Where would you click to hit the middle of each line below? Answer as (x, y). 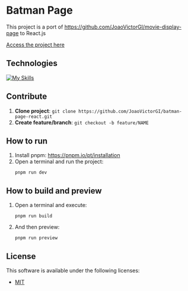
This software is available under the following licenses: (73, 270)
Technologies (32, 63)
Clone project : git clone (45, 111)
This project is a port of (35, 27)
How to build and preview (54, 191)
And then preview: (37, 227)
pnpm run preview (36, 238)
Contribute (27, 97)
